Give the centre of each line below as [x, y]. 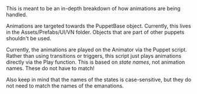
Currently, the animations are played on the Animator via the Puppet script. [96, 50]
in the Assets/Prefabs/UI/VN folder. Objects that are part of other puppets [95, 32]
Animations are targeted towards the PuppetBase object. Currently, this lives [98, 26]
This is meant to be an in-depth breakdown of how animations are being [94, 8]
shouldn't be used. [29, 38]
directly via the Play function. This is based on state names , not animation [96, 62]
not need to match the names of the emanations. [65, 86]
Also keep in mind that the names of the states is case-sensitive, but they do [99, 79]
